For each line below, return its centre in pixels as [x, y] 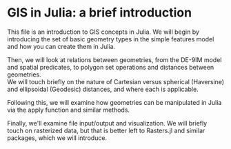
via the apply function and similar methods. [68, 110]
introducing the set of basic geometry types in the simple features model [111, 39]
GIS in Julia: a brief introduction [99, 13]
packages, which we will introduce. [57, 138]
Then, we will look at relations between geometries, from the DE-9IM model [114, 59]
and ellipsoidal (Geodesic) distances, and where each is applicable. [103, 89]
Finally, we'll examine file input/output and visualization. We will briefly [107, 123]
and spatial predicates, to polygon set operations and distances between [111, 67]
